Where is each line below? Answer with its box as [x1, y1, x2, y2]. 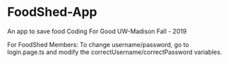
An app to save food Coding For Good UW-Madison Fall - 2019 [7, 27, 187, 35]
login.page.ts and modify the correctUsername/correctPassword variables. [7, 48, 223, 56]
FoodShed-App [7, 4, 97, 20]
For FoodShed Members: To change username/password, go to [7, 40, 189, 48]
